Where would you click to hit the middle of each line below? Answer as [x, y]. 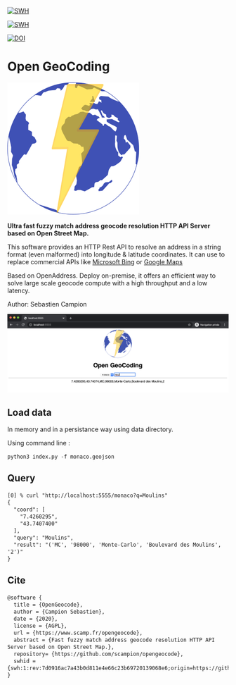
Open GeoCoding [59, 67]
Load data [29, 412]
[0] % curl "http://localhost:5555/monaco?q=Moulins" [88, 495]
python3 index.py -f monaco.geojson [61, 457]
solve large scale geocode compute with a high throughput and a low [107, 283]
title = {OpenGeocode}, [48, 605]
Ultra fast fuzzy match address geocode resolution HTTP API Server [109, 226]
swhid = [25, 661]
